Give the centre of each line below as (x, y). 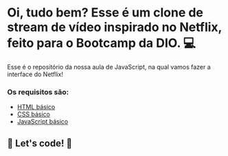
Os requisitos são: (38, 92)
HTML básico (36, 107)
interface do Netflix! (35, 74)
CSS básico (33, 114)
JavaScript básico (43, 122)
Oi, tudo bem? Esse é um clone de (105, 13)
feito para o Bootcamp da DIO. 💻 (101, 43)
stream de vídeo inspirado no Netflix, (114, 27)
